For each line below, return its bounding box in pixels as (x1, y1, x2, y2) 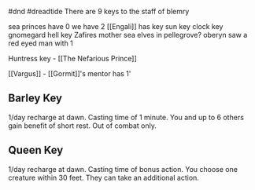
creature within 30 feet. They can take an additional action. (8, 173, 199, 182)
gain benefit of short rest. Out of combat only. (8, 121, 157, 130)
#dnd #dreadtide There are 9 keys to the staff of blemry (8, 7, 190, 16)
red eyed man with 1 (8, 38, 73, 48)
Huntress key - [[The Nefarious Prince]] (8, 54, 138, 63)
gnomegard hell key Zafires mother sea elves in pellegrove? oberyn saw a (8, 31, 248, 39)
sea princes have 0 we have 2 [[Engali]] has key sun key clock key (8, 22, 224, 31)
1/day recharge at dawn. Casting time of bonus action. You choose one (8, 164, 238, 174)
